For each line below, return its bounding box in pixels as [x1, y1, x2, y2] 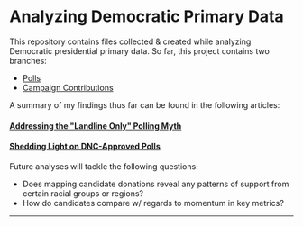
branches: [9, 55, 47, 66]
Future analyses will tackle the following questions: [9, 160, 198, 172]
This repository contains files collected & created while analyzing [9, 36, 252, 47]
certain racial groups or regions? [22, 187, 144, 199]
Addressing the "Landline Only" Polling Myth [9, 120, 182, 131]
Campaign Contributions [22, 82, 115, 93]
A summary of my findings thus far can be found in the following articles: [9, 99, 280, 110]
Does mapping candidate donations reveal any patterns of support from [22, 178, 289, 189]
